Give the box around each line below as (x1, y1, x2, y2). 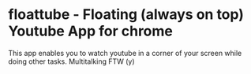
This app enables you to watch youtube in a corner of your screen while (8, 48, 242, 57)
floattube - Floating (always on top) (8, 6, 245, 24)
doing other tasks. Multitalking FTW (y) (8, 57, 136, 66)
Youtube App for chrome (8, 22, 174, 40)
